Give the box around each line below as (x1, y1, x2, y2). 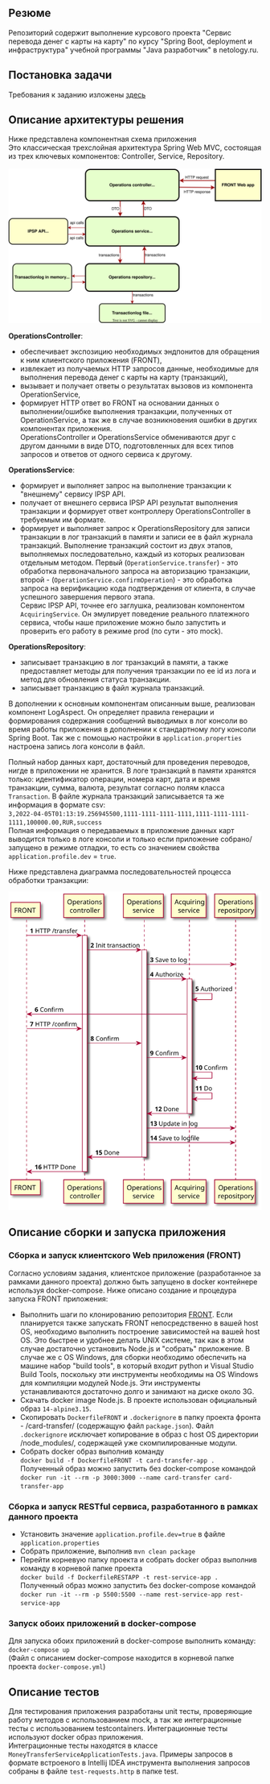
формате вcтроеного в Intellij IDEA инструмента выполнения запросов (8, 1758, 251, 1768)
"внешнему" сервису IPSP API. (19, 489, 126, 499)
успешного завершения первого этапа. (19, 591, 155, 601)
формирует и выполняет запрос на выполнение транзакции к (19, 480, 231, 490)
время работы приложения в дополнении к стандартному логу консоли (8, 724, 256, 734)
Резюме (8, 6, 51, 20)
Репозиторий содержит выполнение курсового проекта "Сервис (8, 27, 231, 37)
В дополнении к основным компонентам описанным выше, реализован (8, 699, 256, 708)
